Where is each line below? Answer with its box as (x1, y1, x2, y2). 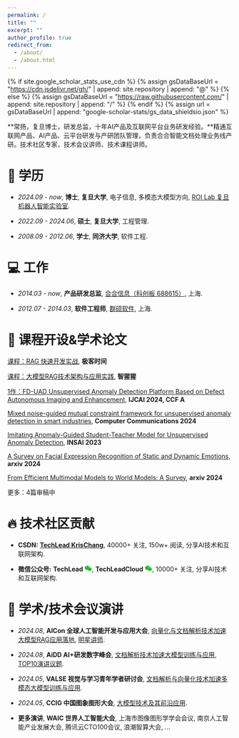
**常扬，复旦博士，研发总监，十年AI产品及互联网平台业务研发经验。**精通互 (7, 122, 233, 131)
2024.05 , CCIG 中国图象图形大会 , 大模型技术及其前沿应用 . (17, 698, 188, 707)
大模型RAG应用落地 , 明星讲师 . (17, 635, 106, 644)
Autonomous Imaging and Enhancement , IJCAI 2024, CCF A (7, 395, 185, 403)
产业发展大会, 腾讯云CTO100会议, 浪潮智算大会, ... (24, 722, 171, 731)
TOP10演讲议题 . (17, 659, 64, 667)
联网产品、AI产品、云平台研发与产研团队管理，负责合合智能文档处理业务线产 (7, 131, 233, 139)
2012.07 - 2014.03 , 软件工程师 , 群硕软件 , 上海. (17, 304, 153, 313)
